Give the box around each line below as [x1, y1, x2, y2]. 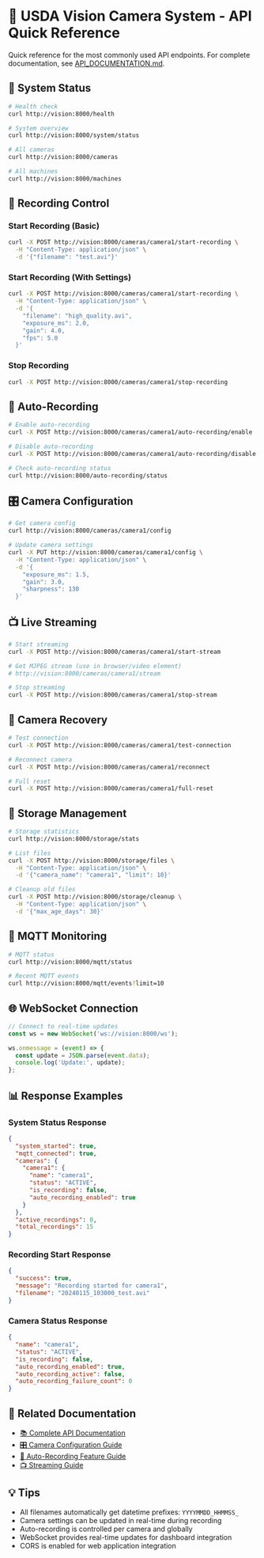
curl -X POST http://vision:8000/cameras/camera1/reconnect [8, 763, 211, 771]
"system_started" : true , [15, 1142, 97, 1150]
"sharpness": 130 [22, 585, 80, 593]
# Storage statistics [8, 827, 80, 836]
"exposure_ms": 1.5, [22, 570, 90, 579]
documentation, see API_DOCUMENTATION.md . [8, 59, 165, 68]
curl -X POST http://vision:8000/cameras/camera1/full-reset [8, 785, 214, 792]
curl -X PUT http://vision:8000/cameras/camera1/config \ [8, 549, 203, 557]
